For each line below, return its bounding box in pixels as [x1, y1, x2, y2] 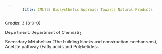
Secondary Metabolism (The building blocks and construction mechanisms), [5, 39, 158, 44]
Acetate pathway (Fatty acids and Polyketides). [5, 43, 99, 49]
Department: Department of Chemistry [5, 29, 82, 35]
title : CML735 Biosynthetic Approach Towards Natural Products [22, 7, 153, 12]
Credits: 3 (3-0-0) [5, 20, 41, 26]
